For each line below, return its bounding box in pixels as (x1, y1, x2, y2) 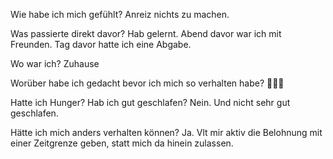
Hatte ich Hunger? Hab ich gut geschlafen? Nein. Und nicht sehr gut (10, 97, 291, 108)
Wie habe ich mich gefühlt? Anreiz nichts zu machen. (10, 9, 230, 20)
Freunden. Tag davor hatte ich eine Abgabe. (10, 39, 192, 50)
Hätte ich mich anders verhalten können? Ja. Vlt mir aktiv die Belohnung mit (10, 127, 323, 138)
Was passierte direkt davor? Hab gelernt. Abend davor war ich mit (10, 28, 282, 39)
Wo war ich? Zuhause (10, 58, 100, 69)
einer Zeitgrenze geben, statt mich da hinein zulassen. (10, 137, 234, 149)
